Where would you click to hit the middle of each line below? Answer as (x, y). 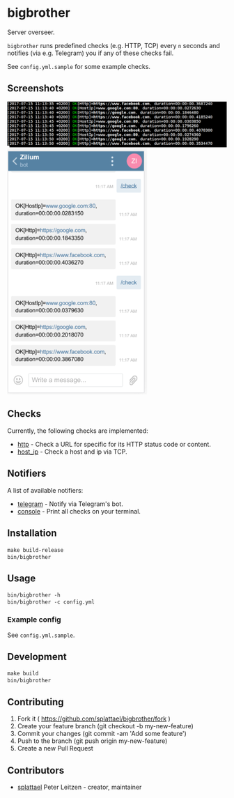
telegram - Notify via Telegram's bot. (70, 504)
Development (37, 657)
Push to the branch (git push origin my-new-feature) (92, 741)
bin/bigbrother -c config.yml (51, 602)
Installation (32, 534)
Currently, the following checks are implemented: (78, 431)
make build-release (36, 550)
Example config (34, 620)
